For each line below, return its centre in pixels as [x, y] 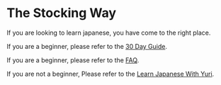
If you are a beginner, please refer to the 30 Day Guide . [87, 46]
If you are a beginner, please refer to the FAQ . [73, 60]
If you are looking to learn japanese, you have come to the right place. [109, 33]
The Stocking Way [62, 13]
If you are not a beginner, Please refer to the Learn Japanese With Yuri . [110, 74]
